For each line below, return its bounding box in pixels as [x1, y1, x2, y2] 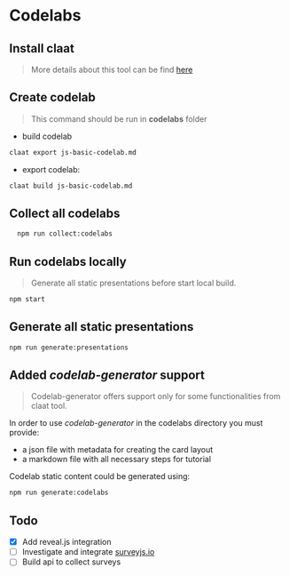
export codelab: [21, 164, 81, 174]
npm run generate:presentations [9, 343, 129, 352]
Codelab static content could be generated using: [9, 471, 191, 482]
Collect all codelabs [9, 205, 121, 220]
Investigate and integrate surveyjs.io [21, 547, 155, 557]
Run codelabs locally [9, 254, 127, 269]
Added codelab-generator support [9, 368, 206, 383]
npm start [9, 295, 46, 304]
